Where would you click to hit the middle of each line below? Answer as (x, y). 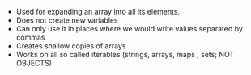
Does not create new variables (67, 20)
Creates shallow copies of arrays (71, 46)
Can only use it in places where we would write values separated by (129, 29)
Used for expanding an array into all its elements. (98, 12)
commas (30, 37)
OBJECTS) (34, 63)
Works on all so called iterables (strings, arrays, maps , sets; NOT (125, 54)
